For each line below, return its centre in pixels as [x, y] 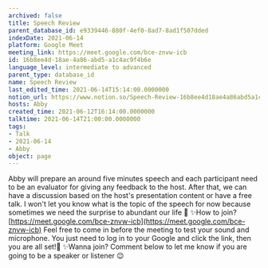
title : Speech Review [44, 23]
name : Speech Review [43, 82]
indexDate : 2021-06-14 [46, 38]
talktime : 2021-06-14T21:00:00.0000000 [75, 119]
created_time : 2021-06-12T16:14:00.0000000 [82, 112]
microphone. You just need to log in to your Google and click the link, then [130, 239]
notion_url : [28, 97]
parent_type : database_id [51, 75]
